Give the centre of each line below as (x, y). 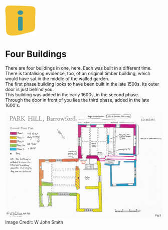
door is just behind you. (30, 89)
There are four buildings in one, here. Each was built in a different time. (78, 68)
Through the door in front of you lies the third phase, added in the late (77, 100)
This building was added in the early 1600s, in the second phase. (72, 94)
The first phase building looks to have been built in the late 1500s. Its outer (82, 84)
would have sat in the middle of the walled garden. (57, 79)
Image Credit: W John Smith (34, 222)
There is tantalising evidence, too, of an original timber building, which (78, 73)
